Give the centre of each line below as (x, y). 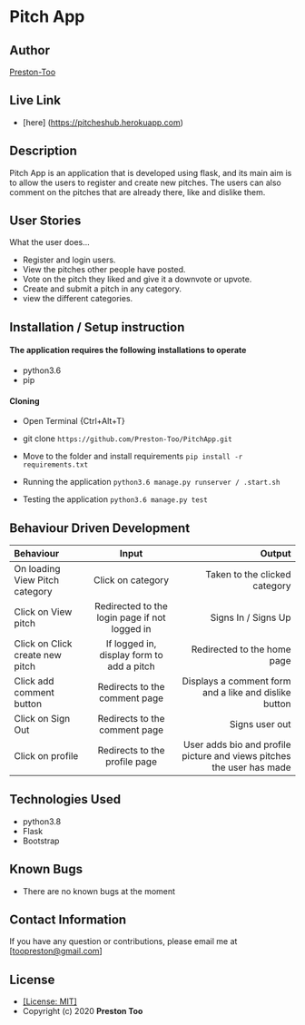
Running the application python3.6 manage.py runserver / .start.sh (151, 482)
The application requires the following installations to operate (128, 350)
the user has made (251, 767)
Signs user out (261, 724)
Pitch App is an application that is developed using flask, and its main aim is (151, 172)
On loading (37, 569)
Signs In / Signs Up (251, 617)
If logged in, (131, 644)
